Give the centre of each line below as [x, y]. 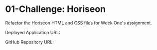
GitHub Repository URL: [29, 42]
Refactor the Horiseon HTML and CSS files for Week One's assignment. [78, 23]
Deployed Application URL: [33, 32]
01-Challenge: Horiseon [56, 9]
